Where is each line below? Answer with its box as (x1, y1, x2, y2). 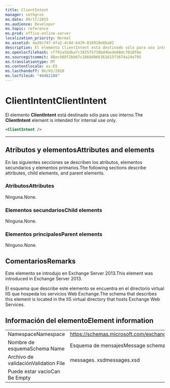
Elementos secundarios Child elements (5, 206, 103, 213)
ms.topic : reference (5, 26, 49, 31)
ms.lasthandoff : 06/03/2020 (5, 69, 65, 74)
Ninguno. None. (5, 242, 37, 248)
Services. (5, 301, 25, 308)
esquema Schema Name (8, 345, 65, 352)
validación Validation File (8, 360, 65, 367)
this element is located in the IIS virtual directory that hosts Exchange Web (5, 296, 160, 303)
